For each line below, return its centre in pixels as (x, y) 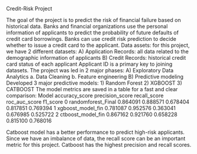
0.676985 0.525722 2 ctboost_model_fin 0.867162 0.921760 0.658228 (92, 114)
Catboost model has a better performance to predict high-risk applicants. (96, 132)
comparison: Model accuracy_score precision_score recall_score (85, 95)
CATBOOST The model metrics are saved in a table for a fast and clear (92, 89)
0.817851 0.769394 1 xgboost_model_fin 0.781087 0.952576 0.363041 (91, 108)
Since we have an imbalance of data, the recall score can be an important (96, 138)
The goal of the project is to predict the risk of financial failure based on (94, 20)
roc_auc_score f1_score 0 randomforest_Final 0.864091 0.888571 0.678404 (98, 102)
